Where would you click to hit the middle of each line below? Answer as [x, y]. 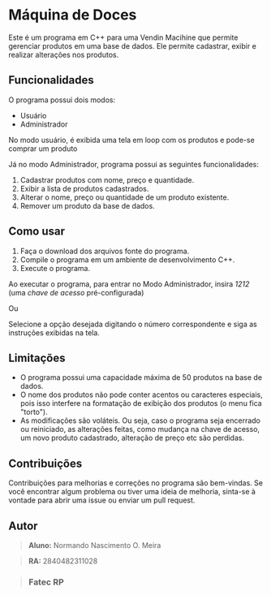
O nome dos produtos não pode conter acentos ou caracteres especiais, [142, 395]
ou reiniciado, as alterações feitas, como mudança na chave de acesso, [140, 429]
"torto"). [34, 412]
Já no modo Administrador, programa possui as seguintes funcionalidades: [134, 164]
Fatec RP [46, 582]
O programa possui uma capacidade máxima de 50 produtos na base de [141, 377]
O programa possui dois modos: [62, 100]
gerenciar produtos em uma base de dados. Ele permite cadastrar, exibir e [133, 45]
